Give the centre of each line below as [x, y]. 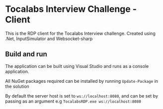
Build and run [26, 54]
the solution [17, 86]
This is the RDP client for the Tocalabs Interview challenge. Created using [80, 33]
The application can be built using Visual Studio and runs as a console [77, 66]
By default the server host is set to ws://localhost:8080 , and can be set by [81, 96]
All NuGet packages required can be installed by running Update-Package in [81, 81]
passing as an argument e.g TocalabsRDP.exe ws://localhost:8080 [73, 101]
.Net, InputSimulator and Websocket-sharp [49, 39]
